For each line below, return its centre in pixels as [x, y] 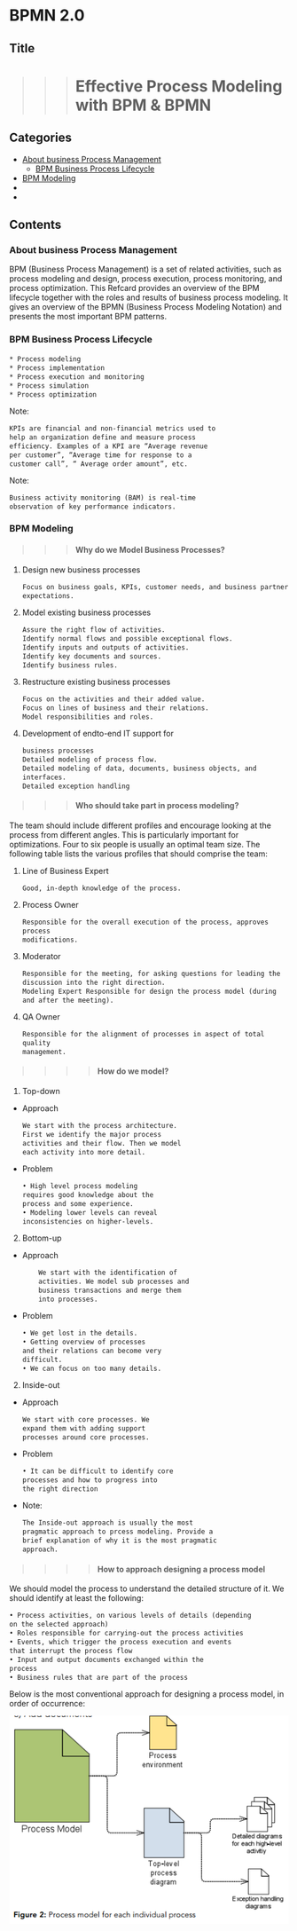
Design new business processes [81, 570]
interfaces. [44, 777]
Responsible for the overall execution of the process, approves [145, 922]
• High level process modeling [80, 1186]
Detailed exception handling [76, 786]
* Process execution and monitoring [77, 377]
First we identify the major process [92, 1135]
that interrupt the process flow [71, 1651]
